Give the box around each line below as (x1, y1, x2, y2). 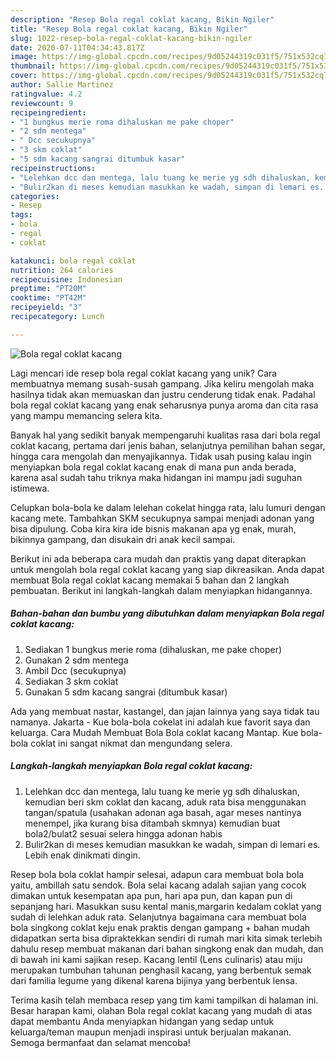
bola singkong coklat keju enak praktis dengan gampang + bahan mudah (10, 921, 311, 933)
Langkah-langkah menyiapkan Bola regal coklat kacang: (10, 760, 253, 772)
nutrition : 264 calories (10, 265, 114, 275)
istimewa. (10, 482, 50, 494)
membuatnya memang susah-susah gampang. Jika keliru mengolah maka (10, 377, 315, 390)
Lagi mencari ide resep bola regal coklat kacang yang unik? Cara (10, 367, 278, 379)
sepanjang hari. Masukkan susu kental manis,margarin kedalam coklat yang (10, 900, 322, 912)
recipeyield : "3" (10, 302, 83, 313)
